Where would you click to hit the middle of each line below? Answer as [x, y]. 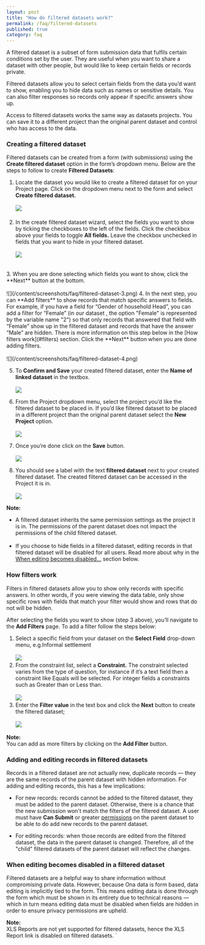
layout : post [23, 12]
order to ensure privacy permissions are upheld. [67, 911]
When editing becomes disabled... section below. [77, 559]
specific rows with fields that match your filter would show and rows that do [102, 601]
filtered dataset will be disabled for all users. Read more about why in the [107, 552]
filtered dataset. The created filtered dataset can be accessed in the [101, 477]
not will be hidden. [30, 607]
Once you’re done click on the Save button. [70, 446]
